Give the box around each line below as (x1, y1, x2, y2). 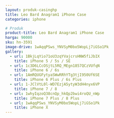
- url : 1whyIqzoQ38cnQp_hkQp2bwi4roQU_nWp (10, 91, 100, 96)
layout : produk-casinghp (5, 7, 57, 13)
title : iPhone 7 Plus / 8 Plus (14, 96, 80, 101)
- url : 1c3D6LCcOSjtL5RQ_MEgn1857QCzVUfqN (10, 63, 100, 68)
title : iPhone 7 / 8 (14, 86, 57, 91)
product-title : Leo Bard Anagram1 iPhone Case (5, 31, 104, 36)
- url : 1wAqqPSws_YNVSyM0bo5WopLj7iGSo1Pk (10, 100, 100, 105)
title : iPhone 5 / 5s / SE (14, 58, 71, 63)
